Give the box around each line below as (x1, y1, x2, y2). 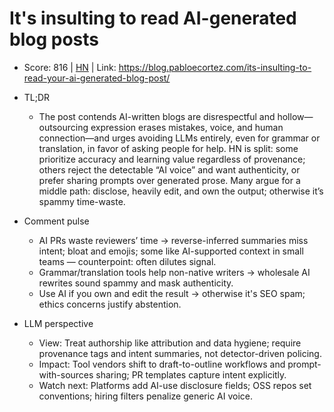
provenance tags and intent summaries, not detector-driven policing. (38, 347, 322, 359)
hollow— (277, 110, 314, 122)
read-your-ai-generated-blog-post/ (23, 72, 171, 84)
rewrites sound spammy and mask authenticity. (38, 277, 234, 289)
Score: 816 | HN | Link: (23, 61, 117, 73)
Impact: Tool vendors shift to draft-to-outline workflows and (38, 358, 286, 370)
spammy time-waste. (38, 195, 126, 207)
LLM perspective (23, 317, 94, 329)
